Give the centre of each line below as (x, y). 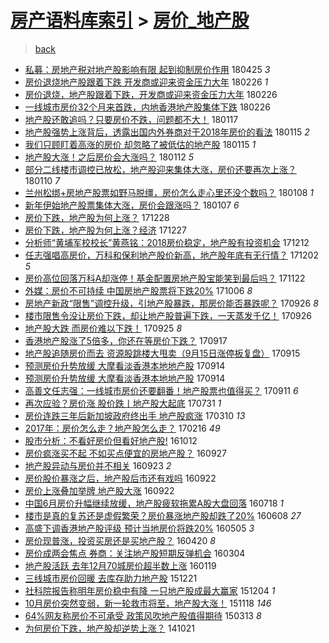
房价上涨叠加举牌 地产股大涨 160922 (99, 490)
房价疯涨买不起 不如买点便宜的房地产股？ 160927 (126, 453)
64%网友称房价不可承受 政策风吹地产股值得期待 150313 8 (143, 615)
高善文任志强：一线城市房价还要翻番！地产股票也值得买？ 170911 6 (161, 390)
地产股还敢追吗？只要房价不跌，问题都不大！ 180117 (131, 119)
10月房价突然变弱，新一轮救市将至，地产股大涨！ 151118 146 (148, 603)
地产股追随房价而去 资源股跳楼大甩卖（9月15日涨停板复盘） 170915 (162, 353)
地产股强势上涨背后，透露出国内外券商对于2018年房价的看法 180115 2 (167, 132)
